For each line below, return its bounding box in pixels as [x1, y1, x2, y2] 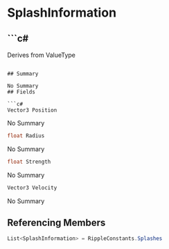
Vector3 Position [7, 107, 57, 114]
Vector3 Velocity [7, 184, 57, 191]
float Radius [7, 132, 45, 139]
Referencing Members [7, 217, 106, 229]
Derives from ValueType [7, 51, 76, 59]
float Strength [7, 158, 51, 165]
